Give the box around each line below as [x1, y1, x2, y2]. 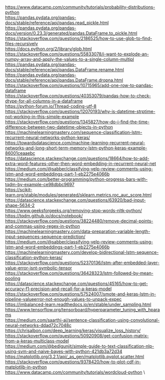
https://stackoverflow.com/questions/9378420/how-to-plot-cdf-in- [5, 359, 141, 365]
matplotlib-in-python [5, 364, 47, 370]
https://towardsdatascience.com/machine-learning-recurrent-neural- [5, 140, 145, 145]
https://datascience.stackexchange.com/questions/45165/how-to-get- [5, 281, 148, 286]
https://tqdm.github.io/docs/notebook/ [5, 213, 83, 218]
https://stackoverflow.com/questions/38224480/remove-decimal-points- [5, 218, 154, 224]
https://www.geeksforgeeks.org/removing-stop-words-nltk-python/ [5, 208, 142, 213]
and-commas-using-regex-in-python [5, 223, 80, 229]
